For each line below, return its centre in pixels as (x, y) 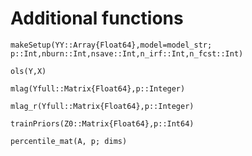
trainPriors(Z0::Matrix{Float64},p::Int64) (102, 123)
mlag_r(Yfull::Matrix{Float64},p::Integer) (102, 106)
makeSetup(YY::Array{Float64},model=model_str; (111, 45)
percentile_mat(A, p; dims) (69, 141)
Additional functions (97, 18)
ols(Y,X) (28, 71)
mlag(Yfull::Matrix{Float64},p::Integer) (98, 88)
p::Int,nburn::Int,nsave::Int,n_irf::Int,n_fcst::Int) (127, 53)
